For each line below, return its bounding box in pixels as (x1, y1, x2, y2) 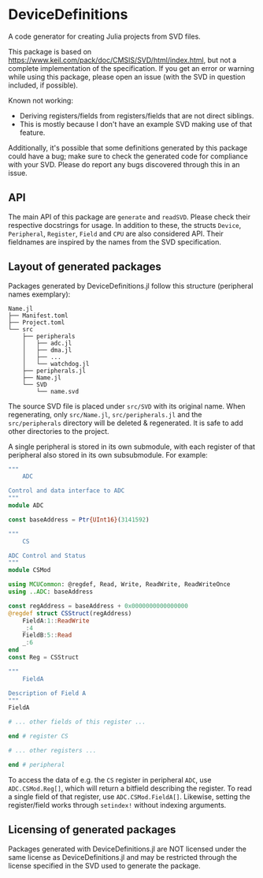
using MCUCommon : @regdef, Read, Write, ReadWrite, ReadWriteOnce (8, 581, 231, 588)
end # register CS (8, 732, 69, 741)
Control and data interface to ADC (8, 487, 125, 495)
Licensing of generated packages (8, 823, 176, 837)
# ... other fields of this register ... (8, 718, 146, 727)
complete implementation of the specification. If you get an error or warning (8, 63, 254, 73)
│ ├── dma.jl (22, 346, 72, 354)
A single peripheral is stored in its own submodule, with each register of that (8, 442, 256, 451)
